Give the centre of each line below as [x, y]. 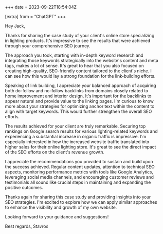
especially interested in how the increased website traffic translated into [77, 142]
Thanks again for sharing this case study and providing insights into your [78, 197]
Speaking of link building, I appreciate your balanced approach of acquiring [81, 85]
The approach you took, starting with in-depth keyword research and [74, 55]
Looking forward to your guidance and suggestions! [57, 217]
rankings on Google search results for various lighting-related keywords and [81, 131]
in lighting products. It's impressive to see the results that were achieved [78, 41]
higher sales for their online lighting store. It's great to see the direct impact [81, 147]
